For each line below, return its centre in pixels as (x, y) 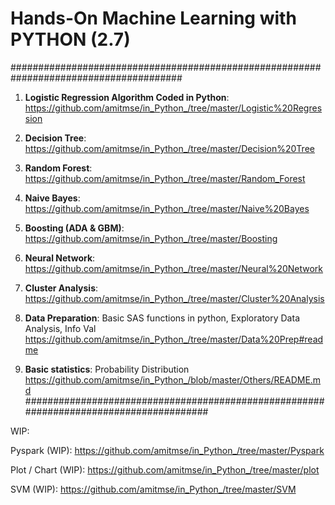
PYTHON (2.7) (70, 39)
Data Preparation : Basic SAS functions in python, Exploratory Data (162, 318)
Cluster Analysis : (61, 288)
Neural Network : (60, 258)
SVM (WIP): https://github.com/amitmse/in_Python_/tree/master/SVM (153, 489)
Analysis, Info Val (60, 328)
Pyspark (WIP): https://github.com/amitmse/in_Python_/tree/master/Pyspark (167, 450)
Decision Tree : (55, 138)
